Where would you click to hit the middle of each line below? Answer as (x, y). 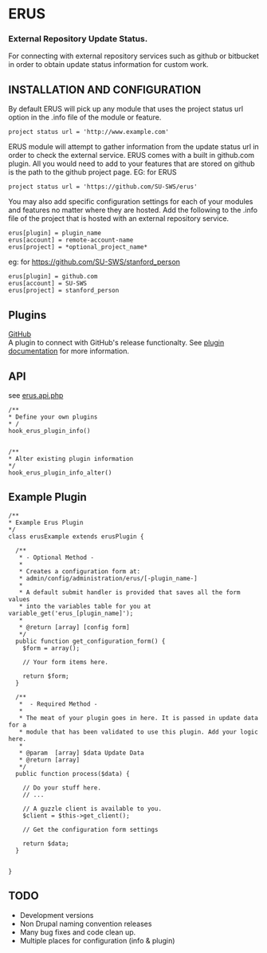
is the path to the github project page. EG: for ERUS (92, 172)
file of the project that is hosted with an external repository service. (119, 219)
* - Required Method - (58, 704)
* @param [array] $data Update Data (82, 753)
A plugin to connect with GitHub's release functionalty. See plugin (116, 343)
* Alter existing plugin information (71, 459)
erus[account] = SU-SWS (48, 284)
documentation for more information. (69, 351)
